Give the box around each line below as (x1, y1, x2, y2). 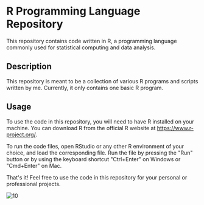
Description (6, 61, 52, 72)
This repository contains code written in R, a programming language (6, 37, 177, 44)
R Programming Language (6, 4, 141, 18)
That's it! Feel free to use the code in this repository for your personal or (6, 173, 188, 181)
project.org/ (6, 131, 36, 138)
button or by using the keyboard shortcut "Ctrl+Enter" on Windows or (6, 155, 181, 162)
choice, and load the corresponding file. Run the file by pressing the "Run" (6, 149, 193, 156)
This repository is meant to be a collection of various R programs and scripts (6, 77, 199, 85)
